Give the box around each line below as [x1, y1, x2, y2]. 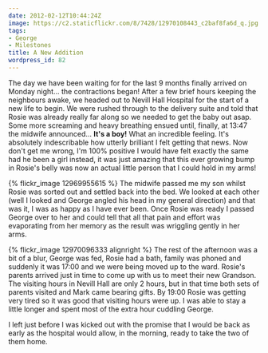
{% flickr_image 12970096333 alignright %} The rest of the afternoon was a [8, 244, 258, 254]
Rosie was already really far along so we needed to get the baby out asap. [8, 112, 252, 121]
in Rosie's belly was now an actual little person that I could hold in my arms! [8, 163, 257, 173]
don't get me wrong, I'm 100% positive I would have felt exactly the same [8, 145, 249, 156]
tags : [8, 26, 26, 34]
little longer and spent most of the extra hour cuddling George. [8, 304, 214, 314]
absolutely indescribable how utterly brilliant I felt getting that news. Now [8, 137, 249, 147]
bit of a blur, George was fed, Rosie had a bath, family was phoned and [8, 253, 242, 263]
